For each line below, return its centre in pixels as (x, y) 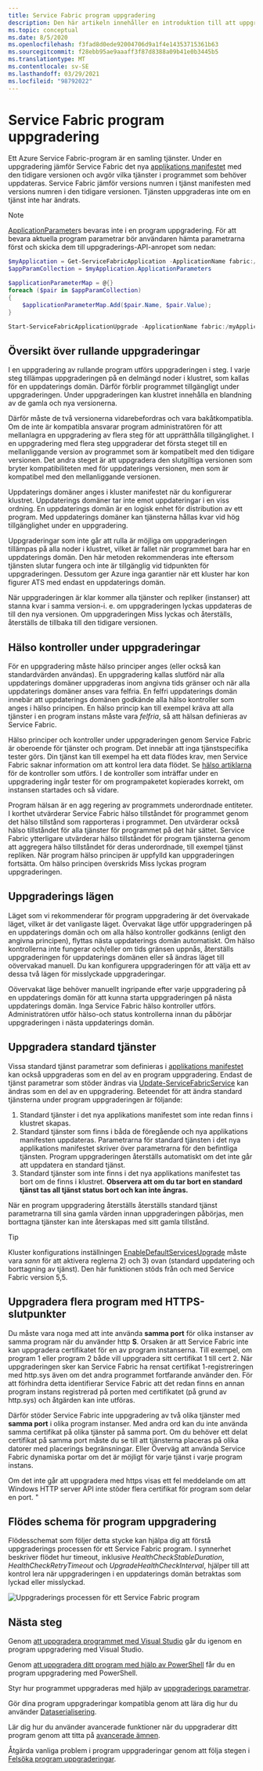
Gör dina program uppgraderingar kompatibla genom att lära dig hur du (123, 1703)
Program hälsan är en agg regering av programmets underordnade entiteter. (131, 805)
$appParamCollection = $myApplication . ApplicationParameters (110, 269)
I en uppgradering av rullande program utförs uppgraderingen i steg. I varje (129, 370)
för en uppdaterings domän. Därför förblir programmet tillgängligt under (124, 386)
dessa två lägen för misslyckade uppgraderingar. (87, 974)
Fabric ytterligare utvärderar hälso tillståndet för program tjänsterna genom (129, 839)
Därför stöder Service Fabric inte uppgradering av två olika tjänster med (124, 1415)
